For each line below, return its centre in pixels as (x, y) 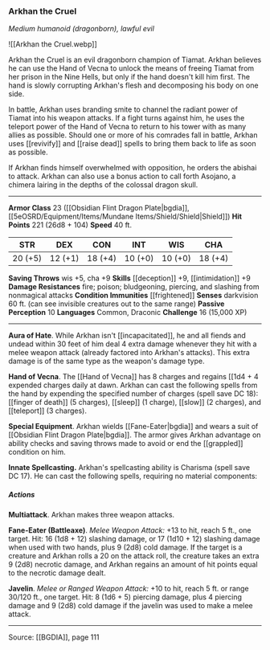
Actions (22, 494)
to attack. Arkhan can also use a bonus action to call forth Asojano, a (122, 176)
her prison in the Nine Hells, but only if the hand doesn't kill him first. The (129, 77)
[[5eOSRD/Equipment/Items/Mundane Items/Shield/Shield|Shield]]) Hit (125, 217)
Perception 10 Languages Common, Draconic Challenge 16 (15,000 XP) (128, 313)
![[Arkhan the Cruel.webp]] (53, 44)
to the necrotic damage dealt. (57, 573)
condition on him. (37, 452)
